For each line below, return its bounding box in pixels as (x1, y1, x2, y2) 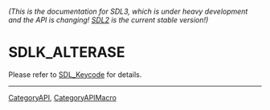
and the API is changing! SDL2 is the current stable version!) (8, 14, 209, 24)
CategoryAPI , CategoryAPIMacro (8, 92, 117, 102)
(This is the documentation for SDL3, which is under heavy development (8, 6, 248, 16)
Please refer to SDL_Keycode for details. (8, 69, 142, 79)
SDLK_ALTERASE (8, 43, 125, 61)
